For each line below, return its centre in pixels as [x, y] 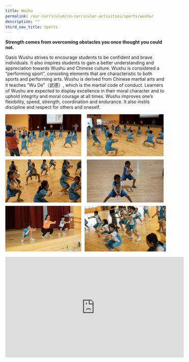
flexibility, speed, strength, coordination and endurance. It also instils [78, 102]
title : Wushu [19, 11]
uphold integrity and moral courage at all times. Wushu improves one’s [79, 96]
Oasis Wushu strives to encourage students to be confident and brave [79, 57]
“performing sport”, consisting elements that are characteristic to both [79, 74]
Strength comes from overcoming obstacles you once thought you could [84, 42]
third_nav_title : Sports [32, 27]
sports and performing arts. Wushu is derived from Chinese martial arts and [85, 79]
